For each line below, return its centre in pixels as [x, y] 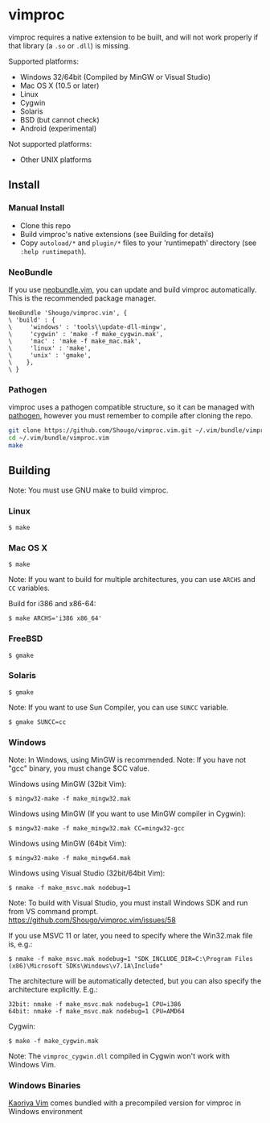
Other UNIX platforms [56, 160]
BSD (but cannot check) [60, 119]
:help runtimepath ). [53, 251]
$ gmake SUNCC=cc [37, 722]
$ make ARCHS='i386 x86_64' [55, 618]
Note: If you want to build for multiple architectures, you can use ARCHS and [132, 580]
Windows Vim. [32, 1065]
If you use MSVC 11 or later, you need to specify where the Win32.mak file [131, 936]
